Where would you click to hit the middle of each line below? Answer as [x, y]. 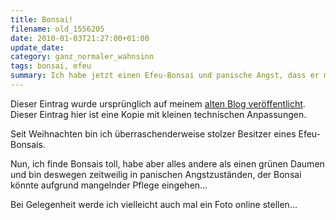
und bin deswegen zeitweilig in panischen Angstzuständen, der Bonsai [156, 174]
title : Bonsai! [42, 19]
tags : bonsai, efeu [51, 66]
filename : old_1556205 [57, 29]
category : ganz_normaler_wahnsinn [82, 57]
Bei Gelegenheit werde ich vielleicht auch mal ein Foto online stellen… [154, 204]
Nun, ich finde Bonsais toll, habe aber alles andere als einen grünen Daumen [167, 163]
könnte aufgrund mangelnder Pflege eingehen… [109, 185]
